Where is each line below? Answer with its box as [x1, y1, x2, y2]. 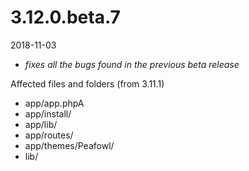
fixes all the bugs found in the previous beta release [24, 58, 240, 70]
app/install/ [24, 107, 72, 120]
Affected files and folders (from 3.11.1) [10, 77, 165, 90]
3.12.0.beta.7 [10, 6, 121, 29]
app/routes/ [24, 129, 74, 141]
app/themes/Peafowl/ [24, 139, 115, 151]
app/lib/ [24, 118, 58, 130]
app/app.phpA [24, 97, 85, 109]
